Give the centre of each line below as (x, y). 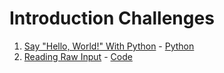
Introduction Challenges (112, 18)
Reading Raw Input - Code (78, 56)
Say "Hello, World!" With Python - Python (109, 46)
